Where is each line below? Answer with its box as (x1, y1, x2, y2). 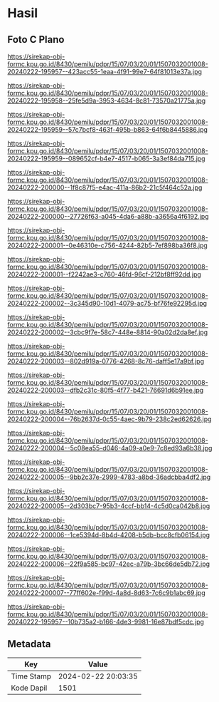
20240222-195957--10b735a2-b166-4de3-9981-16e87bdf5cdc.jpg (7, 618, 205, 626)
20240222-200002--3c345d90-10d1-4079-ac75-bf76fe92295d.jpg (7, 299, 208, 307)
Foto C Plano (7, 33, 65, 46)
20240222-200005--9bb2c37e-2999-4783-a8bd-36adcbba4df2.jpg (7, 473, 211, 481)
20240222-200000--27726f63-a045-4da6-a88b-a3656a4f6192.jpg (7, 212, 209, 220)
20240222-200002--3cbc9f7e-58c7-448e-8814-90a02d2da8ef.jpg (7, 328, 208, 336)
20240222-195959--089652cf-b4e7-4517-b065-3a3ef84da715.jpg (7, 155, 205, 162)
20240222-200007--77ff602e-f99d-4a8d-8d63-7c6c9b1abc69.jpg (7, 589, 206, 597)
